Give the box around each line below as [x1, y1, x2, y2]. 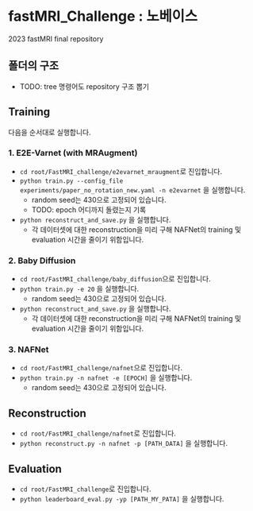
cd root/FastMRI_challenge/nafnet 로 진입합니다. [19, 428, 177, 438]
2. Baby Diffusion [8, 255, 76, 266]
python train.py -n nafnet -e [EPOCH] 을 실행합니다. [19, 373, 193, 382]
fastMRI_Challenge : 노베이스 [8, 7, 198, 25]
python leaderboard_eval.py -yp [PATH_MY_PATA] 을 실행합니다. [19, 494, 224, 504]
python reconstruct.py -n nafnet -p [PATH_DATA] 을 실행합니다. [19, 439, 228, 448]
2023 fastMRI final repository [8, 33, 104, 44]
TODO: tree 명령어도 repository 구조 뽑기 [19, 81, 149, 91]
